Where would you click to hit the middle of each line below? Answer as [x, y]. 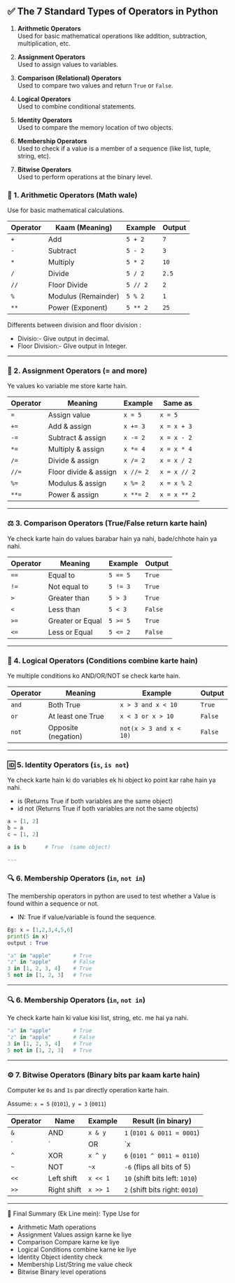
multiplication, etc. [44, 43]
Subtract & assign [77, 438]
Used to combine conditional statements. [77, 106]
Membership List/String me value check [75, 1265]
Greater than [69, 598]
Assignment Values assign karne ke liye [74, 1235]
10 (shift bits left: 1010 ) [161, 1179]
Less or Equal [70, 632]
